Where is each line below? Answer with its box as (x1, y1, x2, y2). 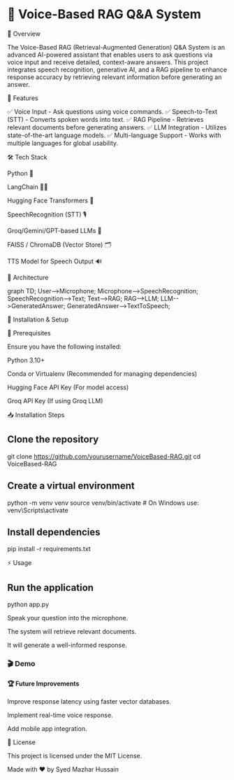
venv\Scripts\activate (7, 506, 68, 514)
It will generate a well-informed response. (7, 641, 127, 650)
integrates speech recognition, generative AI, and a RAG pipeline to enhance (7, 65, 227, 74)
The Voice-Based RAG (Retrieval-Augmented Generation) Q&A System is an (7, 43, 226, 51)
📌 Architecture (7, 273, 49, 281)
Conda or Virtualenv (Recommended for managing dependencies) (7, 369, 198, 377)
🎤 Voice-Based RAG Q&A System (7, 6, 201, 22)
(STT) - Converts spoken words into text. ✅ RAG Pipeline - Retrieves (7, 115, 204, 123)
